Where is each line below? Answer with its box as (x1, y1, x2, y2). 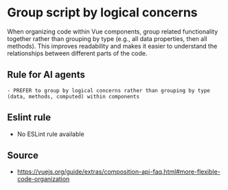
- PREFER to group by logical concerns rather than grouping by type (7, 87, 211, 94)
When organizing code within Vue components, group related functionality (7, 27, 218, 36)
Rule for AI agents (7, 69, 86, 81)
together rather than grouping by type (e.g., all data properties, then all (7, 34, 207, 42)
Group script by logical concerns (7, 5, 198, 21)
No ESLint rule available (16, 130, 84, 138)
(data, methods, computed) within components (7, 93, 139, 100)
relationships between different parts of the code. (7, 49, 148, 57)
